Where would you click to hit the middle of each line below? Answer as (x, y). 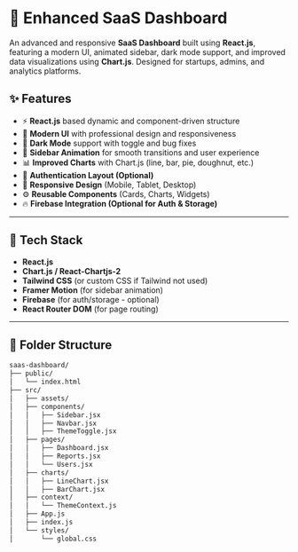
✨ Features (40, 99)
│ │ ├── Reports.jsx (55, 456)
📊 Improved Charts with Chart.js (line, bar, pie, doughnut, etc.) (138, 162)
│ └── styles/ (39, 530)
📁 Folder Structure (61, 345)
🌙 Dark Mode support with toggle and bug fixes (109, 143)
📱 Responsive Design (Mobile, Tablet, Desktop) (109, 185)
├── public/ (31, 374)
